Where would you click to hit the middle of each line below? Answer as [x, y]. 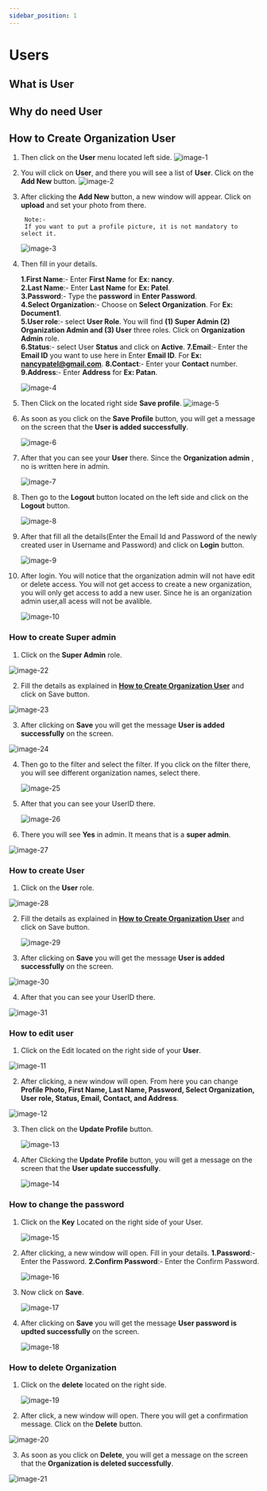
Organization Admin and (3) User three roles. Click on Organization [133, 330]
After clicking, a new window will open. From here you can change [129, 1081]
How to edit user [41, 1033]
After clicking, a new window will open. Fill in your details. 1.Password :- [138, 1253]
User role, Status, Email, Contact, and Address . [100, 1099]
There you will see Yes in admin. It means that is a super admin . [126, 834]
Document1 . [41, 313]
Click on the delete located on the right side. [93, 1384]
